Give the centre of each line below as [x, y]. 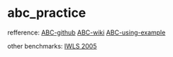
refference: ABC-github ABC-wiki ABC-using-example [86, 32]
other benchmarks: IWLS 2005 [52, 46]
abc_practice [47, 13]
